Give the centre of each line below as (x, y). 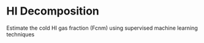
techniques (21, 34)
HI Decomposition (53, 11)
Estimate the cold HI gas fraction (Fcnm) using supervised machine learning (102, 28)
